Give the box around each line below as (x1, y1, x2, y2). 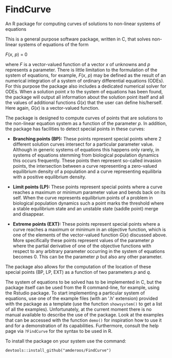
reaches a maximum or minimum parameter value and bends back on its (12, 189, 166, 195)
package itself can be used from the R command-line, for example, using (5, 284, 160, 290)
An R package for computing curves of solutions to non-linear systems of (5, 21, 161, 27)
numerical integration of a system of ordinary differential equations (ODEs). (5, 77, 164, 84)
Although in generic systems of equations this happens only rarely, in (12, 146, 160, 152)
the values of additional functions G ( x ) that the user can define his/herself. (5, 99, 163, 106)
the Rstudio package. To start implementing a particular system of (5, 290, 145, 296)
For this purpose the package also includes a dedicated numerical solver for (5, 83, 167, 89)
